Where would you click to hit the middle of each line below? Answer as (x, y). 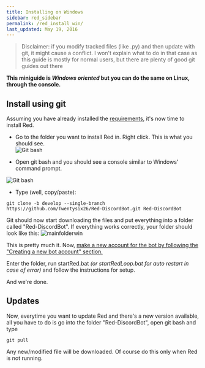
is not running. (24, 358)
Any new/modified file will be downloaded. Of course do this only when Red (102, 351)
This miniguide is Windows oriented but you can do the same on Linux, (98, 78)
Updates (23, 301)
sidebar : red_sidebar (34, 18)
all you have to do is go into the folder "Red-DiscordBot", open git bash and (101, 322)
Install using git (36, 104)
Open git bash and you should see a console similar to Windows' (97, 162)
